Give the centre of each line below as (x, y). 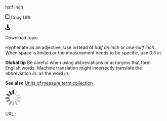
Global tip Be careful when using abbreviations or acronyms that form (78, 63)
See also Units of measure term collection (49, 83)
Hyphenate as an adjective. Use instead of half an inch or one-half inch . (80, 47)
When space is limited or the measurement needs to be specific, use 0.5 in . (84, 53)
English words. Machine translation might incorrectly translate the (74, 68)
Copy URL (21, 18)
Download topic (22, 38)
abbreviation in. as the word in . (37, 73)
